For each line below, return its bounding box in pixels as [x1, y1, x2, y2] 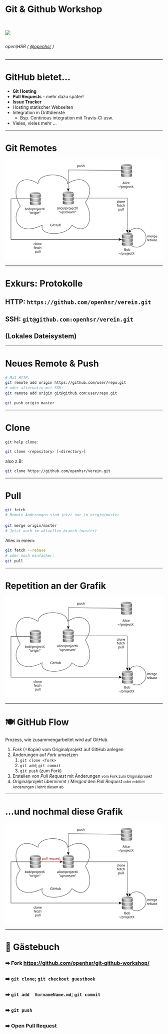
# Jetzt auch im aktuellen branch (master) [5, 528, 97, 534]
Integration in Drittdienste [12, 109, 65, 115]
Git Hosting [12, 88, 36, 94]
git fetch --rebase [5, 548, 46, 553]
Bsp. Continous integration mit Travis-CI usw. [19, 114, 113, 121]
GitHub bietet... [5, 71, 71, 83]
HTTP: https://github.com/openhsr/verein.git [5, 298, 151, 307]
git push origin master [5, 400, 55, 406]
